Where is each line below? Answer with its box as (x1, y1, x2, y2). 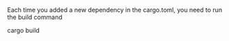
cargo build (7, 27, 40, 34)
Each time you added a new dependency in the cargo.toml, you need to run (7, 6, 223, 14)
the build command (7, 13, 62, 21)
